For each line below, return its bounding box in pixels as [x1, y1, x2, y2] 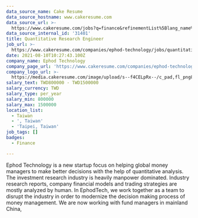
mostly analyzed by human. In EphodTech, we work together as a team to [6, 186, 184, 193]
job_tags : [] [6, 129, 38, 136]
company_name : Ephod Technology [6, 58, 85, 64]
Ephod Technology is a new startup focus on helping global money [6, 161, 169, 169]
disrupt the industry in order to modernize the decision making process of [6, 193, 186, 200]
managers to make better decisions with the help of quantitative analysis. [6, 167, 184, 174]
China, [6, 205, 22, 212]
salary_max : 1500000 [6, 101, 57, 108]
